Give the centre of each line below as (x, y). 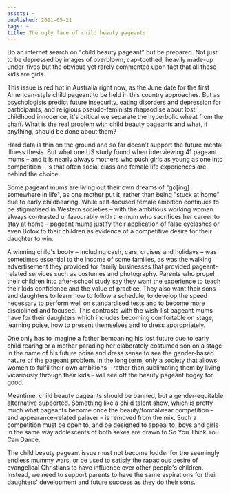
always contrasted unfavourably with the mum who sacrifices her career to (114, 217)
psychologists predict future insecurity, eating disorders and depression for (114, 102)
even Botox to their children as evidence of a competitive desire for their (109, 231)
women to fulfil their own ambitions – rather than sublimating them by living (114, 368)
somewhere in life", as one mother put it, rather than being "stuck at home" (113, 195)
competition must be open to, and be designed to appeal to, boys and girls (113, 425)
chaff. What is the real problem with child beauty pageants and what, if (107, 124)
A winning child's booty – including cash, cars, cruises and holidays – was (112, 252)
